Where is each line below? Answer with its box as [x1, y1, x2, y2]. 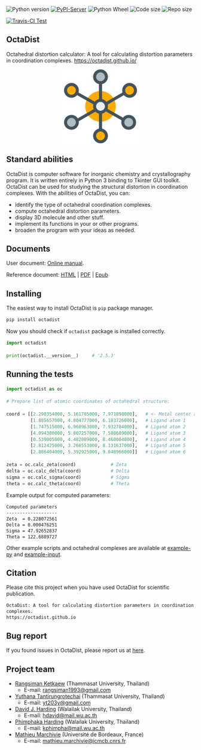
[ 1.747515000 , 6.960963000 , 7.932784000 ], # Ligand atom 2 [30, 424, 186, 430]
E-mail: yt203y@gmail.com [23, 699, 91, 706]
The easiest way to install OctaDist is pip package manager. [6, 304, 154, 312]
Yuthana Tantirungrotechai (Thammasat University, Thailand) [14, 692, 166, 700]
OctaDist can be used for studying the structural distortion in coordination [6, 183, 188, 190]
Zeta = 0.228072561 [6, 516, 58, 522]
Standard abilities [6, 155, 74, 165]
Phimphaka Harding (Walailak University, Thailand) [14, 718, 140, 725]
